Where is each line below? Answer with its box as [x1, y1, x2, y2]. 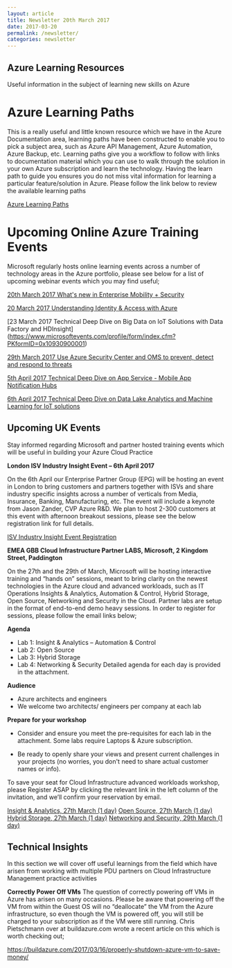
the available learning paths [7, 186, 87, 195]
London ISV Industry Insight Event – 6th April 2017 [7, 461, 154, 470]
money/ [7, 953, 29, 961]
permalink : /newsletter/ [7, 29, 79, 37]
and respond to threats [7, 360, 73, 368]
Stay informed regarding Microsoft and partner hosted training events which [7, 441, 225, 449]
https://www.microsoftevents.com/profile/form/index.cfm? [9, 331, 177, 341]
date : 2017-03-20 [7, 23, 57, 30]
